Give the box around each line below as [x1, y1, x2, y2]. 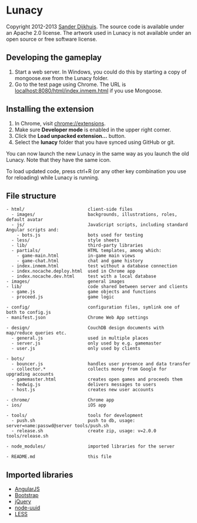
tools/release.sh [6, 433, 49, 439]
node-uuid [14, 504, 41, 511]
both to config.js [6, 310, 51, 316]
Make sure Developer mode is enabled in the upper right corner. [14, 126, 172, 133]
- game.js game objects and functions [11, 289, 157, 295]
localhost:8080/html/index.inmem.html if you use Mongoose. [14, 87, 163, 94]
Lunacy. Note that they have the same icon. [6, 156, 111, 163]
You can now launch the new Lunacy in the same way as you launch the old [6, 150, 189, 157]
